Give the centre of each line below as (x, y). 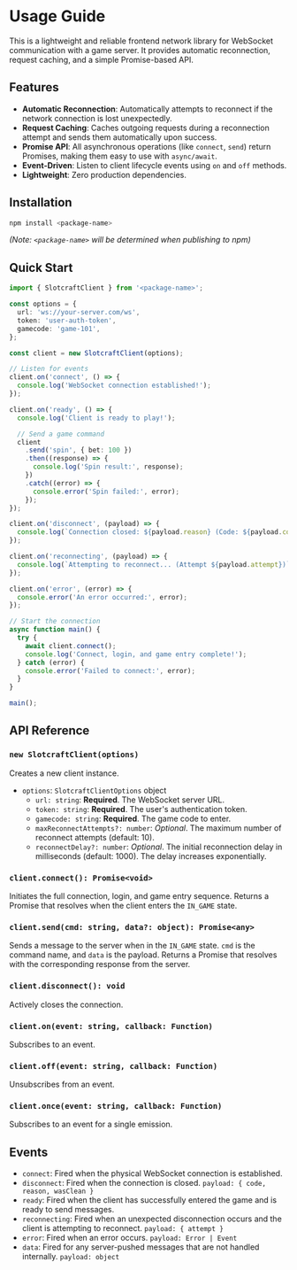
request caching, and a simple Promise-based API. (102, 59)
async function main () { (55, 630)
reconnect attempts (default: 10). (95, 837)
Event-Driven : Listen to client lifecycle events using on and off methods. (154, 165)
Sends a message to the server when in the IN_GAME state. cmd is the (132, 946)
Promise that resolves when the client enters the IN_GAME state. (123, 905)
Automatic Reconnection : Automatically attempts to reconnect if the (147, 109)
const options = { (43, 304)
